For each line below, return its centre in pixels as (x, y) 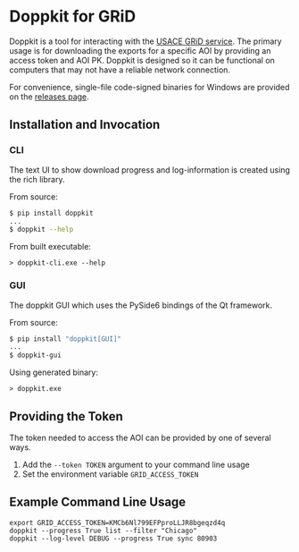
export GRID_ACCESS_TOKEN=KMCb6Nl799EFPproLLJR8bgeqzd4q (117, 522)
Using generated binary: (54, 372)
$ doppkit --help (42, 230)
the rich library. (37, 179)
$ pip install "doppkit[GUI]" (66, 339)
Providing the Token (66, 416)
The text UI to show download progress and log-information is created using (149, 170)
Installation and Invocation (85, 125)
